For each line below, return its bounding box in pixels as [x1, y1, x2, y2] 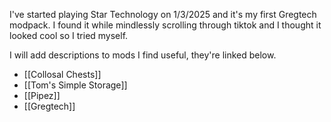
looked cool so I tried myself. [9, 30, 129, 41]
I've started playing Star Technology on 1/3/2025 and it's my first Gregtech [9, 9, 317, 20]
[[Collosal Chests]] [23, 69, 102, 80]
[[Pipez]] [23, 90, 61, 101]
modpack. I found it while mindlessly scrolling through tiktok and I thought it [9, 19, 322, 31]
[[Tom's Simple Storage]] [23, 79, 128, 91]
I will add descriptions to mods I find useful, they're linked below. [9, 49, 277, 61]
